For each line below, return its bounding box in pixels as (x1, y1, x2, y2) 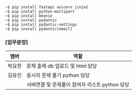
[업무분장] (5, 39, 28, 46)
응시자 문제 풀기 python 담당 (26, 72, 90, 79)
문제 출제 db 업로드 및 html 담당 (26, 63, 97, 70)
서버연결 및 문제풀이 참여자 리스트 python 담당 (26, 81, 129, 88)
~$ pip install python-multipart (5, 9, 75, 14)
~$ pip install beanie (5, 13, 52, 18)
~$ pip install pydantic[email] (5, 26, 72, 31)
